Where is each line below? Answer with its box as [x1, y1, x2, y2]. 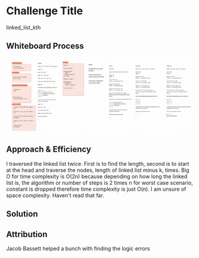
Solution [6, 209, 38, 219]
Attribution [6, 229, 48, 239]
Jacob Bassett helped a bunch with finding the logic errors [6, 245, 150, 252]
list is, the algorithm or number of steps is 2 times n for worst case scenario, [6, 179, 193, 186]
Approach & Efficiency [6, 144, 91, 155]
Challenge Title [6, 4, 83, 18]
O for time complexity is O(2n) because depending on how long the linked [6, 172, 188, 180]
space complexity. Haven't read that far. [6, 191, 104, 199]
